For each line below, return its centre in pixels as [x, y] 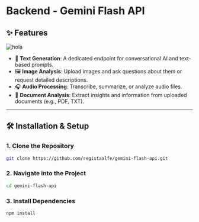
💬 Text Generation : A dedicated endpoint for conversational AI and [97, 58]
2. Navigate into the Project [46, 173]
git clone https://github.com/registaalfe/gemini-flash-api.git [87, 158]
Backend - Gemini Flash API [76, 11]
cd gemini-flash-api [32, 186]
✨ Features [27, 33]
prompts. [43, 65]
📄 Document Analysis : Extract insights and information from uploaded [101, 95]
